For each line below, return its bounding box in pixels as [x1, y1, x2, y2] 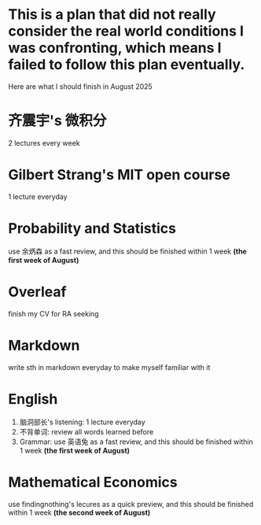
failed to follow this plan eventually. [8, 56, 245, 74]
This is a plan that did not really [8, 6, 216, 24]
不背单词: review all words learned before [19, 427, 154, 436]
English [8, 390, 58, 408]
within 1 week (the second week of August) [8, 508, 151, 517]
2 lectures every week [8, 138, 80, 147]
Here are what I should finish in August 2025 [8, 81, 153, 91]
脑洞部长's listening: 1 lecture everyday [19, 417, 145, 427]
